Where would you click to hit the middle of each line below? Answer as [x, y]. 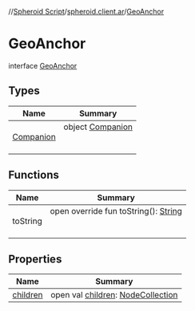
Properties [35, 259]
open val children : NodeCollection [114, 295]
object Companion [98, 127]
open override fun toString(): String [116, 211]
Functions [34, 175]
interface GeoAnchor [43, 65]
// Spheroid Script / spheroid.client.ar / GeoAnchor [86, 12]
